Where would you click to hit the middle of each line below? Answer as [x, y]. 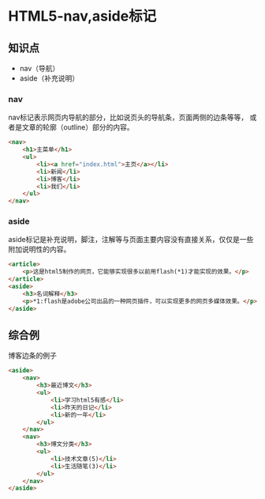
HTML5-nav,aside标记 [82, 16]
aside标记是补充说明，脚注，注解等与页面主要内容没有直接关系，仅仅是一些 [131, 240]
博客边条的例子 [32, 356]
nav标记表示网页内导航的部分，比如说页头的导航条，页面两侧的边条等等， [128, 117]
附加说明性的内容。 [39, 249]
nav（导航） [39, 68]
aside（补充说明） [49, 78]
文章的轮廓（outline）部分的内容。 [78, 127]
